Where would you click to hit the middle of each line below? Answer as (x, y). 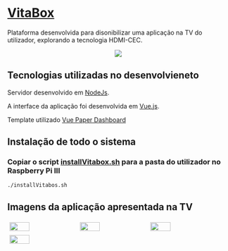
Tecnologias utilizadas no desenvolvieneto (103, 75)
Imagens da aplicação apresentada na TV (100, 207)
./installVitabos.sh (38, 185)
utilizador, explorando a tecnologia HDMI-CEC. (75, 39)
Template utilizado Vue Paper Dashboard (67, 120)
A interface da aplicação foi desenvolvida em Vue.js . (83, 106)
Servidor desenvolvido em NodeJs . (58, 92)
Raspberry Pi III (34, 171)
